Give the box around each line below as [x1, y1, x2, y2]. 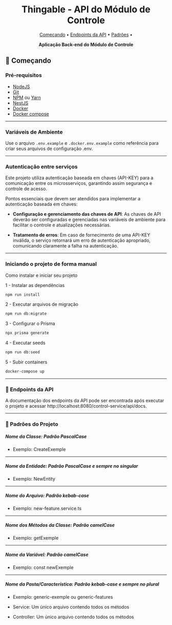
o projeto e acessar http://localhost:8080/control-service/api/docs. [5, 403, 147, 409]
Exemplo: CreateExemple [12, 446, 66, 452]
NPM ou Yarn [12, 94, 41, 101]
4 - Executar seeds [5, 340, 46, 346]
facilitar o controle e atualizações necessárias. [12, 222, 111, 228]
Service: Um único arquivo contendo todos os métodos [12, 603, 130, 610]
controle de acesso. [5, 186, 48, 192]
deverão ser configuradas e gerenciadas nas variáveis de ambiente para [12, 217, 166, 223]
